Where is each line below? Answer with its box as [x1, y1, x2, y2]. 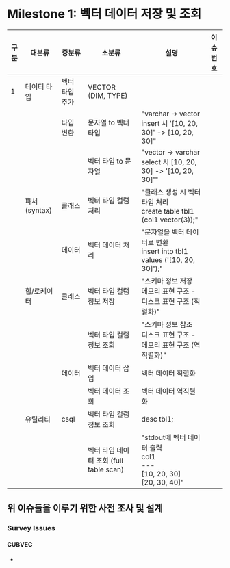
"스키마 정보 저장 [141, 276, 193, 285]
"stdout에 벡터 [141, 433, 186, 442]
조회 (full [95, 456, 123, 465]
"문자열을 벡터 [141, 227, 185, 237]
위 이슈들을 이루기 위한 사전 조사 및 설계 [7, 502, 163, 514]
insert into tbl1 [141, 246, 188, 256]
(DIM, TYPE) [88, 90, 128, 100]
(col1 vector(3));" [141, 215, 199, 224]
